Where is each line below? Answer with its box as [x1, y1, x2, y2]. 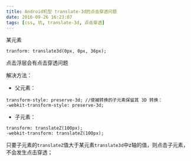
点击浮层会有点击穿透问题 [6, 60, 68, 67]
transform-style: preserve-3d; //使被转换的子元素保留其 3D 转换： [6, 97, 163, 103]
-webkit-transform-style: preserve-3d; [6, 103, 104, 109]
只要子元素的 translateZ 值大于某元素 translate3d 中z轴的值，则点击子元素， [6, 142, 189, 149]
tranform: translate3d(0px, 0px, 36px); [6, 48, 107, 54]
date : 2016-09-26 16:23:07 [6, 14, 73, 20]
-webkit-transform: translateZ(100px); [6, 130, 104, 136]
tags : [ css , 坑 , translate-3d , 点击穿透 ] [6, 19, 105, 25]
